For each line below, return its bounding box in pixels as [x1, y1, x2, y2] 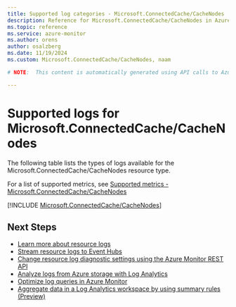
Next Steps [7, 221, 57, 233]
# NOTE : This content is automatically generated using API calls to [7, 68, 218, 76]
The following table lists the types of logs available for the [7, 158, 175, 167]
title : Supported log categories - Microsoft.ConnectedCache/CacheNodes [7, 10, 225, 18]
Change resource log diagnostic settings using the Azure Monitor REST [17, 255, 224, 263]
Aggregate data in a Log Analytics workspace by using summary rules [17, 284, 221, 293]
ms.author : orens [7, 37, 58, 44]
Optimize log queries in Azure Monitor [17, 277, 128, 286]
